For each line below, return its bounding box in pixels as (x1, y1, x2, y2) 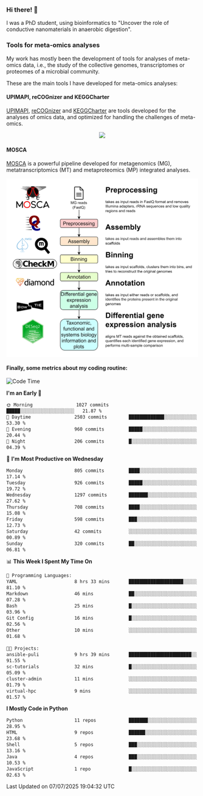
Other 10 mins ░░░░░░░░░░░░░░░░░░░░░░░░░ (6, 628, 198, 634)
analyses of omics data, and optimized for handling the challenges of (6, 113, 179, 120)
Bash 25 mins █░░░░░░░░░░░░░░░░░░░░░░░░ (6, 603, 198, 609)
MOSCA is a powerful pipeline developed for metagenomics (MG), (6, 160, 172, 167)
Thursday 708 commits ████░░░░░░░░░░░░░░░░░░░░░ (6, 504, 198, 510)
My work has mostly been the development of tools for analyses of (6, 55, 174, 62)
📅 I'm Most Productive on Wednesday (6, 455, 103, 463)
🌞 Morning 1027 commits (6, 402, 109, 408)
